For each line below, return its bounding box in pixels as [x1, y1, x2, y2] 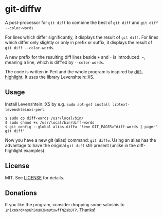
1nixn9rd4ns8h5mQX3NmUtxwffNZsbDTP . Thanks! [5, 207, 96, 213]
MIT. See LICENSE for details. [5, 174, 65, 180]
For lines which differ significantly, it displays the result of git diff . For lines [5, 34, 159, 40]
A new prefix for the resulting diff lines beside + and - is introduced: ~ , [5, 54, 145, 60]
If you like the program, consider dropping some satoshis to [5, 202, 125, 208]
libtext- [112, 102, 130, 107]
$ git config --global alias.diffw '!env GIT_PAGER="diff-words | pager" [5, 124, 158, 129]
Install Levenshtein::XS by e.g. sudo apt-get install [5, 101, 110, 107]
